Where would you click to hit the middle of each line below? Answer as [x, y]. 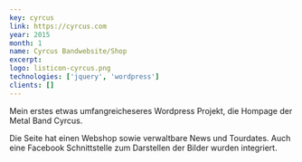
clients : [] [32, 85]
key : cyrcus [32, 18]
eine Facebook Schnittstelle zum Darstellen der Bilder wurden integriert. [143, 148]
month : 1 [26, 43]
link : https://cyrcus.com [58, 26]
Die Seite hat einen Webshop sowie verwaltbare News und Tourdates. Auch [150, 138]
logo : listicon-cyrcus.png [60, 69]
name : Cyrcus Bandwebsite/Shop [68, 52]
